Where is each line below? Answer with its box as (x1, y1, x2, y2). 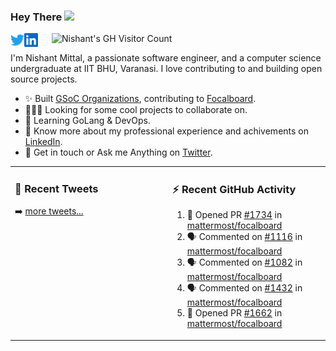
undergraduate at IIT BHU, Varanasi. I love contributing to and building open (10, 63, 323, 75)
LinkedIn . (24, 136, 63, 148)
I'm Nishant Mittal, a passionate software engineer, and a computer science (10, 52, 322, 64)
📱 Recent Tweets (14, 181, 99, 195)
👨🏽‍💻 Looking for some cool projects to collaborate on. (24, 104, 248, 116)
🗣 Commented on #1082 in (186, 256, 303, 269)
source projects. (10, 73, 78, 85)
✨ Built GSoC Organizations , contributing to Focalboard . (24, 93, 257, 105)
